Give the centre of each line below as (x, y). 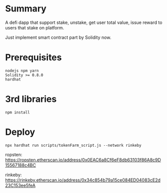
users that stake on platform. (35, 27)
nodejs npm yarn (22, 71)
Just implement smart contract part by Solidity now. (58, 37)
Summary (26, 9)
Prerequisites (34, 57)
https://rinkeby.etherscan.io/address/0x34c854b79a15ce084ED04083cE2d (83, 180)
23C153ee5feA (20, 185)
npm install (17, 112)
